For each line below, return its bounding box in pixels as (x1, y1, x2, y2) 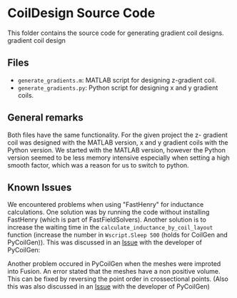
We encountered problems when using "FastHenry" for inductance (7, 200, 204, 209)
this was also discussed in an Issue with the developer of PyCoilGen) (7, 282, 211, 291)
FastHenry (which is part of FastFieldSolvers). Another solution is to (7, 215, 207, 224)
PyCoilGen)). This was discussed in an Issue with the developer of (7, 238, 202, 247)
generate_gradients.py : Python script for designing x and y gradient (17, 83, 218, 92)
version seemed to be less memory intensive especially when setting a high (7, 153, 230, 162)
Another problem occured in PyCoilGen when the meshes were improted (7, 260, 221, 268)
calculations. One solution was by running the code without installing (7, 208, 210, 217)
